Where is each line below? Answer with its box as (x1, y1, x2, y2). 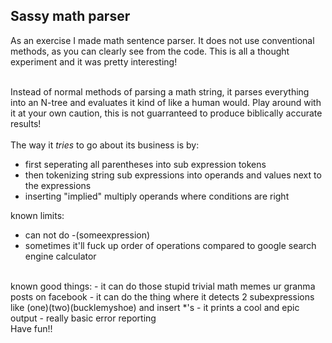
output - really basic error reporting (10, 312, 157, 324)
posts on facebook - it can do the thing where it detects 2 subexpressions (10, 290, 315, 303)
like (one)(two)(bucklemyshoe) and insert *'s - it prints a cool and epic (10, 301, 300, 313)
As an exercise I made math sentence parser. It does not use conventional (10, 34, 315, 46)
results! (10, 117, 42, 129)
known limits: (10, 209, 65, 221)
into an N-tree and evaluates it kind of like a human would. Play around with (10, 96, 322, 108)
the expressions (24, 179, 92, 191)
